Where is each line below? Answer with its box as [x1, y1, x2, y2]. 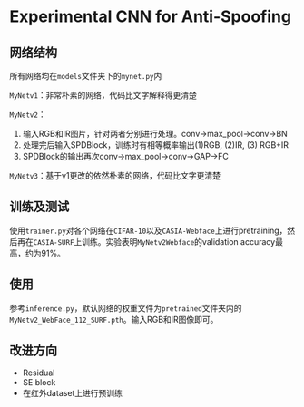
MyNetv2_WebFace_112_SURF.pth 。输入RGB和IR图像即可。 [9, 314, 219, 325]
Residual [22, 367, 55, 378]
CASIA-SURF [33, 237, 74, 247]
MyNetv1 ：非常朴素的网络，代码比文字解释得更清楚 [9, 90, 198, 101]
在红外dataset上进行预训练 [22, 388, 123, 399]
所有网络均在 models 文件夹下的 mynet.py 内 [9, 71, 162, 81]
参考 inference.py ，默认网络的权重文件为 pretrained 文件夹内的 [9, 302, 242, 314]
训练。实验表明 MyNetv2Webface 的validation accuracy [81, 236, 276, 247]
